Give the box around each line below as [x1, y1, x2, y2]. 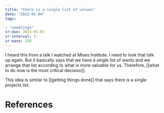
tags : [5, 16, 16, 21]
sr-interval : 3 [5, 34, 36, 39]
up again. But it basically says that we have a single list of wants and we [5, 57, 150, 63]
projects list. [5, 82, 30, 88]
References [5, 99, 53, 110]
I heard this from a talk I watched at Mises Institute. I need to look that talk [5, 52, 154, 57]
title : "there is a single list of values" [5, 7, 95, 12]
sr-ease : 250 [5, 38, 32, 44]
